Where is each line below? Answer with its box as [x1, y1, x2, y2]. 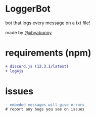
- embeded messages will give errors [5, 102, 85, 107]
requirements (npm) [5, 47, 91, 58]
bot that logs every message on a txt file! [5, 20, 90, 26]
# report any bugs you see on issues [5, 107, 85, 112]
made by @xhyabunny [5, 29, 52, 35]
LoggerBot [5, 3, 51, 15]
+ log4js [5, 69, 24, 74]
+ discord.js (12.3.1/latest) [5, 64, 69, 69]
